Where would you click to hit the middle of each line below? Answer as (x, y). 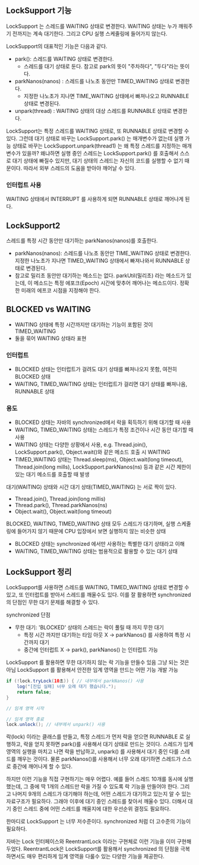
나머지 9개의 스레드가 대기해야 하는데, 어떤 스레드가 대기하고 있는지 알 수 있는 (102, 794)
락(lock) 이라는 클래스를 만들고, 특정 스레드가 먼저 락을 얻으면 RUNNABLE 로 (95, 737)
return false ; (34, 692)
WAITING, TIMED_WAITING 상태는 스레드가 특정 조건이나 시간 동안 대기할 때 (104, 430)
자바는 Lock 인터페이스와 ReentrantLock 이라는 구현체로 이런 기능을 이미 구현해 (99, 842)
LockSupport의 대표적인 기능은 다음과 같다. (57, 46)
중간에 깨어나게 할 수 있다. (42, 766)
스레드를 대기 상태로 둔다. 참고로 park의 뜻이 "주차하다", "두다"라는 (101, 66)
